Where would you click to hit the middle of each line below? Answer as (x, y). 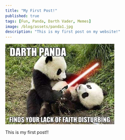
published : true (22, 16)
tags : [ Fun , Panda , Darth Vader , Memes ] (48, 21)
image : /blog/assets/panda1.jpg (39, 27)
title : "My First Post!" (31, 11)
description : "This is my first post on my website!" (63, 32)
